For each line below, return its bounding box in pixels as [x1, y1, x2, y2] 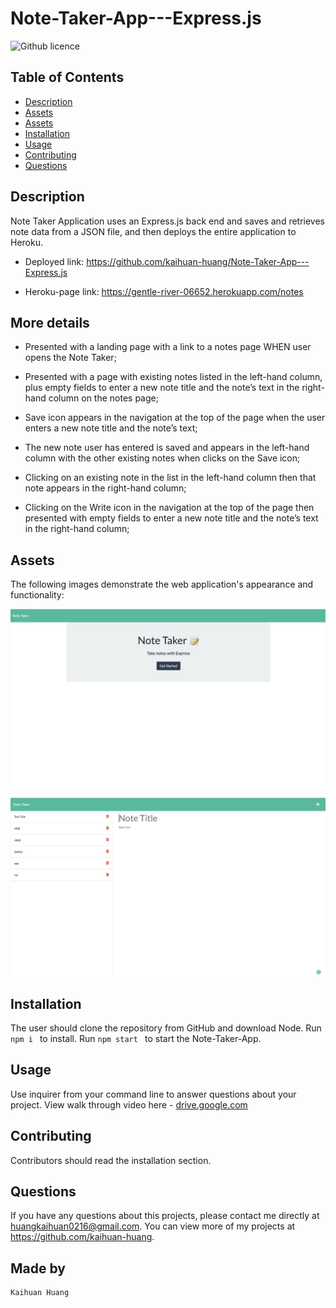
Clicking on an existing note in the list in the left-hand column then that [24, 472, 317, 484]
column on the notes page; [48, 392, 159, 404]
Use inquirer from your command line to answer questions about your [10, 1088, 297, 1100]
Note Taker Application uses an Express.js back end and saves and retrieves [10, 215, 326, 227]
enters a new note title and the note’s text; [24, 422, 198, 434]
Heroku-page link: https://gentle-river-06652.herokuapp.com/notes [24, 285, 304, 297]
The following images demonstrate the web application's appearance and [10, 578, 314, 591]
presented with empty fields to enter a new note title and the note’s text [24, 512, 319, 524]
